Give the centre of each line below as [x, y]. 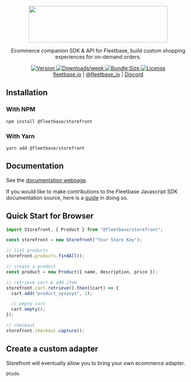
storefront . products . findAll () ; [45, 256]
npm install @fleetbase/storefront [49, 121]
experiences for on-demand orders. [98, 57]
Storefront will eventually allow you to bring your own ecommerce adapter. [96, 363]
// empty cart [28, 304]
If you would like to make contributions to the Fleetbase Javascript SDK [92, 191]
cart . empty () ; [28, 310]
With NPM [21, 109]
